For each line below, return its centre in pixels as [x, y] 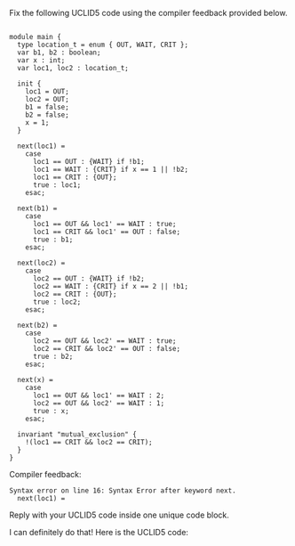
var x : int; [41, 61]
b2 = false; [47, 115]
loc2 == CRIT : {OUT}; [75, 294]
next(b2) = [37, 325]
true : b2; [53, 356]
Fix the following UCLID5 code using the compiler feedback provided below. [148, 13]
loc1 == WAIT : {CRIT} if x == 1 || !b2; [111, 169]
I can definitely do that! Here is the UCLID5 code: [99, 532]
